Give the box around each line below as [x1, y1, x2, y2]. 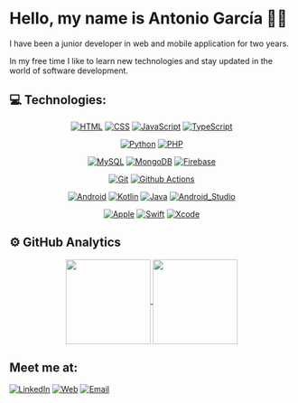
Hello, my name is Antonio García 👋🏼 [9, 8, 288, 29]
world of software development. [9, 65, 129, 76]
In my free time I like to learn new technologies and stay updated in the [9, 55, 274, 66]
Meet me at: [9, 360, 79, 375]
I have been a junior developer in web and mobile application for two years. [9, 38, 289, 49]
